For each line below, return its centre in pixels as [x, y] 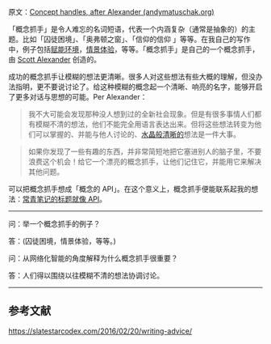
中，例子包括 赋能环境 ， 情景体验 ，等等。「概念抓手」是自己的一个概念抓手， [134, 49]
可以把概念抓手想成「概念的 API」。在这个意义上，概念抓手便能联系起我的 [130, 189]
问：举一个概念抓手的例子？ [54, 224]
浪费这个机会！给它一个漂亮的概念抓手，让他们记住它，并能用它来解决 [145, 161]
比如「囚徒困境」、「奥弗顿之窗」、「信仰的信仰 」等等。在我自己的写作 [136, 39]
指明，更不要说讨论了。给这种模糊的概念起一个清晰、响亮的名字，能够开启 [139, 87]
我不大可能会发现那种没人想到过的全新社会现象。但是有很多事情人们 [141, 114]
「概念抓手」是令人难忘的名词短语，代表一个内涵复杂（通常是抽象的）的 [128, 29]
